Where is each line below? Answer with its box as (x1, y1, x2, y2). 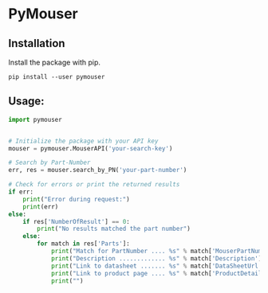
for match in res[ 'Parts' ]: (37, 240, 130, 248)
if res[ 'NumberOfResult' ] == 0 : (22, 217, 130, 225)
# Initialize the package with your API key (8, 137, 159, 145)
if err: (8, 188, 34, 196)
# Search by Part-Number (8, 158, 91, 167)
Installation (8, 37, 65, 50)
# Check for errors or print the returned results (8, 181, 180, 189)
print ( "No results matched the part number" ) (37, 225, 191, 233)
